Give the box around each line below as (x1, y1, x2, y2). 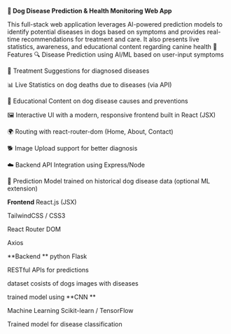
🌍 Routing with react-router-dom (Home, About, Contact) (7, 127, 174, 136)
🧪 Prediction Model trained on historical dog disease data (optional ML (7, 177, 211, 185)
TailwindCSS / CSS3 (7, 211, 66, 220)
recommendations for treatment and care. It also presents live (21, 35, 199, 43)
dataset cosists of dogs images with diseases (7, 279, 139, 287)
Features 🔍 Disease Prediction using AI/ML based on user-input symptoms (7, 50, 224, 59)
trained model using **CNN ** (7, 293, 96, 301)
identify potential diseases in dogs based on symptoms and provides (7, 28, 206, 36)
